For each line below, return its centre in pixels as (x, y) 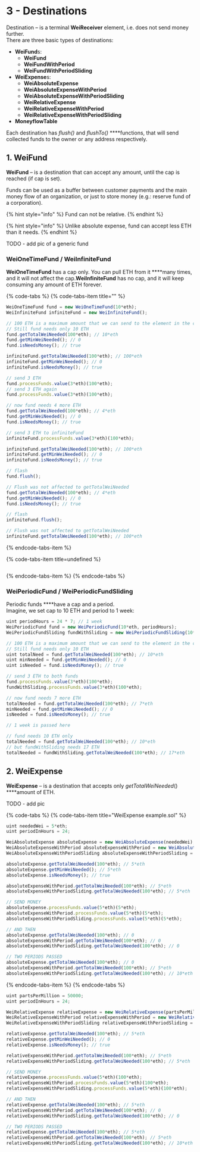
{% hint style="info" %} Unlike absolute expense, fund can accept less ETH (99, 226)
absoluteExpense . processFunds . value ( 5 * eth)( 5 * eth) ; (71, 908)
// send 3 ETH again (32, 389)
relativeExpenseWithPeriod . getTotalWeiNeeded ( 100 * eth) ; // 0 (84, 1110)
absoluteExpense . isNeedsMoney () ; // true (58, 875)
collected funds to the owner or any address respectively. (77, 139)
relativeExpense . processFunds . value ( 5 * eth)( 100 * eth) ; (74, 1078)
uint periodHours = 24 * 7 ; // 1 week (54, 622)
